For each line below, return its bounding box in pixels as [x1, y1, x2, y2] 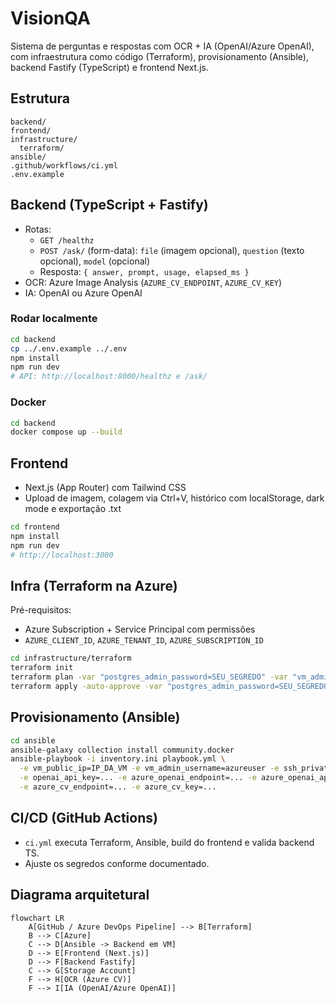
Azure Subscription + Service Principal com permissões [24, 623, 256, 636]
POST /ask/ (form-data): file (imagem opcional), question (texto [39, 244, 305, 256]
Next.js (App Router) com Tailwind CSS [24, 482, 187, 494]
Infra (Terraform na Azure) [10, 577, 178, 594]
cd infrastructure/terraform [10, 653, 132, 664]
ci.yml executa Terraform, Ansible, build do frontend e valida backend [24, 836, 315, 848]
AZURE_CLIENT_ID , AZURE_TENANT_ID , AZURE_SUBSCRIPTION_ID [24, 634, 264, 646]
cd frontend [10, 522, 60, 532]
